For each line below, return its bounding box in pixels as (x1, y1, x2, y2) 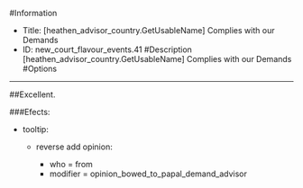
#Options (22, 63, 57, 74)
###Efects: (9, 107, 50, 117)
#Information (9, 8, 58, 18)
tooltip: (22, 124, 50, 134)
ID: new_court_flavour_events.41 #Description (22, 44, 192, 55)
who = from (49, 159, 93, 169)
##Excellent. (9, 89, 56, 100)
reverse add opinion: (35, 141, 113, 152)
